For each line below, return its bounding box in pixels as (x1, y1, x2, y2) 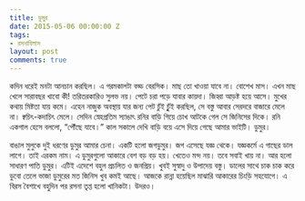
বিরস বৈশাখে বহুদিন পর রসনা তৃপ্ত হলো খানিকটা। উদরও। (9, 181, 157, 191)
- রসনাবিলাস (9, 38, 41, 48)
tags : (9, 30, 30, 39)
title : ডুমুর (9, 13, 48, 23)
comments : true (9, 55, 67, 65)
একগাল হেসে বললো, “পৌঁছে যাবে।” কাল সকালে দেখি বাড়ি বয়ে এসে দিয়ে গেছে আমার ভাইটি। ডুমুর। (9, 122, 271, 132)
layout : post (9, 47, 59, 56)
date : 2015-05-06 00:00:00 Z (9, 22, 120, 31)
